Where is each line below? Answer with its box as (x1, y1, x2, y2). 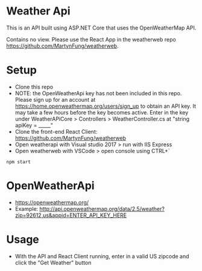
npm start (6, 158, 31, 165)
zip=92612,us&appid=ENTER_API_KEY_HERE (14, 211, 127, 219)
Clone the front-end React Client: (14, 128, 98, 135)
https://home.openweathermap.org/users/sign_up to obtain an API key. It (14, 102, 197, 110)
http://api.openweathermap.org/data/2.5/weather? (39, 205, 165, 212)
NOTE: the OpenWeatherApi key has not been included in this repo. (14, 89, 182, 97)
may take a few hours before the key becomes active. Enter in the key (14, 108, 189, 116)
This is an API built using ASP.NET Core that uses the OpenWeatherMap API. (6, 24, 197, 31)
